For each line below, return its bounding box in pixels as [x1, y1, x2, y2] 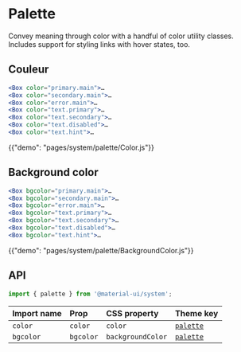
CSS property [106, 307, 159, 319]
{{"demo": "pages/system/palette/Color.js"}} [8, 143, 155, 152]
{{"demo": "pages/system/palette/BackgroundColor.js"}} [8, 245, 194, 255]
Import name [12, 307, 62, 319]
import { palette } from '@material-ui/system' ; [8, 290, 173, 298]
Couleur [8, 63, 49, 76]
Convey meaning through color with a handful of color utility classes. [8, 31, 235, 41]
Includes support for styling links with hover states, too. [8, 39, 191, 49]
